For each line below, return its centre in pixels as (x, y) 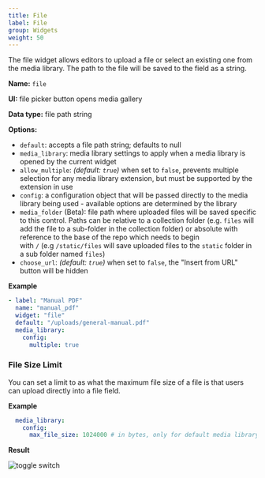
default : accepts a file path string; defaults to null (100, 145)
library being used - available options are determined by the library (128, 204)
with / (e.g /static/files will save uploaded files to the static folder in (136, 246)
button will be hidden (54, 271)
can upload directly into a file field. (64, 390)
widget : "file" (40, 315)
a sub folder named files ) (62, 254)
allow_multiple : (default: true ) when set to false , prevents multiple (129, 170)
